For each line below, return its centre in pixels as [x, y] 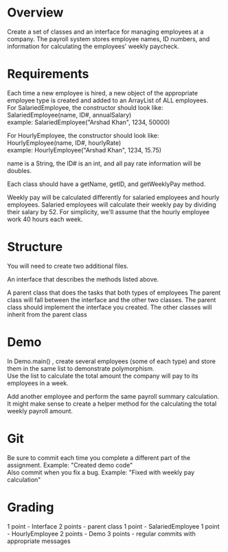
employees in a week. [38, 383]
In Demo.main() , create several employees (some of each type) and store [112, 361]
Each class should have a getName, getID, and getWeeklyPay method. [106, 184]
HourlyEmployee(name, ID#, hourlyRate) [64, 143]
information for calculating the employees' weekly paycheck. [93, 46]
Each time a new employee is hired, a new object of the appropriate [102, 93]
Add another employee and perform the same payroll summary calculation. [113, 396]
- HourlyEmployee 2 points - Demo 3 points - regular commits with [101, 533]
